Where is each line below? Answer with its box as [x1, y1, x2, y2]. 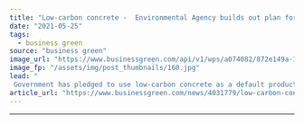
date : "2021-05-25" [9, 22, 83, 31]
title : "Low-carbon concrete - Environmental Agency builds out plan [9, 13, 281, 22]
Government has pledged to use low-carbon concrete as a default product [13, 80, 298, 89]
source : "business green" [9, 47, 107, 56]
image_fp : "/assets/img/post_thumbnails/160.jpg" [9, 64, 201, 73]
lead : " [9, 72, 39, 81]
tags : [9, 30, 30, 39]
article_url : [9, 88, 59, 97]
